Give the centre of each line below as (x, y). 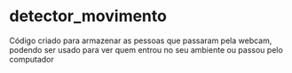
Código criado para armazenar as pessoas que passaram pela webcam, (141, 40)
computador (32, 59)
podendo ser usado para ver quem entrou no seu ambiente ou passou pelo (146, 49)
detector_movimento (88, 16)
